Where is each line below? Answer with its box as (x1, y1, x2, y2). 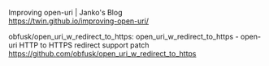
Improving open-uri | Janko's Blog (8, 8, 123, 17)
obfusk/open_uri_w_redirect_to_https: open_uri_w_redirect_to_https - (8, 32, 239, 41)
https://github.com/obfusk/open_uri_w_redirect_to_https (8, 49, 197, 58)
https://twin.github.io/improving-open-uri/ (8, 16, 149, 26)
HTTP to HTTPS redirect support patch (19, 40, 150, 50)
